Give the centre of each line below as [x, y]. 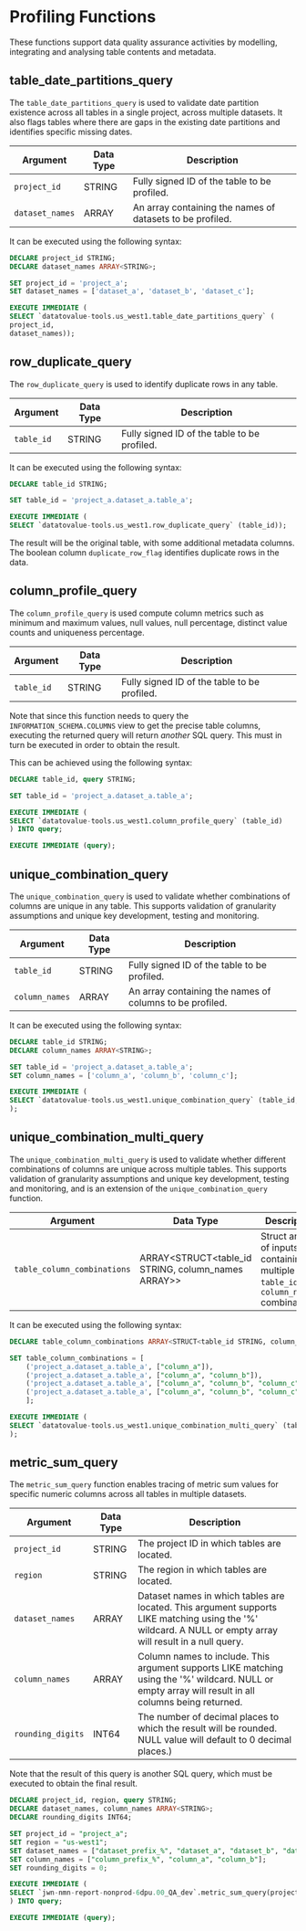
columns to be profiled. [178, 1002]
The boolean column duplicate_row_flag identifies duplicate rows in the [144, 553]
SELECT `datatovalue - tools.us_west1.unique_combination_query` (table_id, [154, 1101]
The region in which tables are [202, 1570]
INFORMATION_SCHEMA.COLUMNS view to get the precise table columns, [135, 725]
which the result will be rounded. [208, 1728]
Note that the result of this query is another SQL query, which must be [141, 1774]
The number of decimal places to [209, 1717]
